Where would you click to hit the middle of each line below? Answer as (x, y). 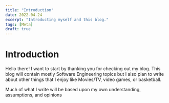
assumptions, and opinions (34, 95)
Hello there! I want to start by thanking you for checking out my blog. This (83, 69)
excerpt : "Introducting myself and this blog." (57, 19)
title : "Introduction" (29, 10)
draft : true (18, 29)
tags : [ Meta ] (19, 24)
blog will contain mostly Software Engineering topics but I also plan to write (85, 74)
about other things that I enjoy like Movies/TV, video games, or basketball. (83, 79)
